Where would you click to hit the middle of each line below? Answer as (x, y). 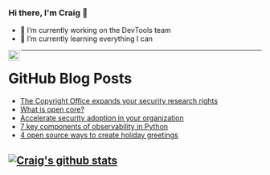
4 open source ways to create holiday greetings (99, 135)
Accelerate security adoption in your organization (102, 118)
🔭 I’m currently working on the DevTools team (95, 31)
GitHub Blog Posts (70, 79)
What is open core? (52, 110)
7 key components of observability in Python (94, 127)
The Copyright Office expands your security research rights (119, 101)
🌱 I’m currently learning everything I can (86, 39)
